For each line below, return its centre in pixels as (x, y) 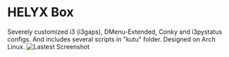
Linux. (16, 46)
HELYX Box (41, 12)
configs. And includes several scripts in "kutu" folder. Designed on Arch (112, 39)
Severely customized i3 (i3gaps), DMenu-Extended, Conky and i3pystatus (115, 32)
